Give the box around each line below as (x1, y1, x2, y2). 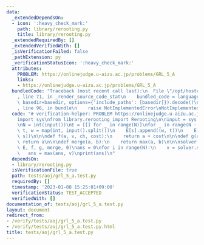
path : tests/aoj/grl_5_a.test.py (12, 173, 97, 179)
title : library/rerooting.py (17, 32, 91, 38)
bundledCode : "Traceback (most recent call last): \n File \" (12, 88, 172, 94)
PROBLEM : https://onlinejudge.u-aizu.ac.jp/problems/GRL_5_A (17, 71, 175, 77)
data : (6, 9, 20, 15)
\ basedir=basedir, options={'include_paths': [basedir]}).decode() (17, 99, 194, 105)
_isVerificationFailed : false (12, 49, 88, 55)
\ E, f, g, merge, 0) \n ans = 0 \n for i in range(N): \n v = (17, 144, 175, 151)
